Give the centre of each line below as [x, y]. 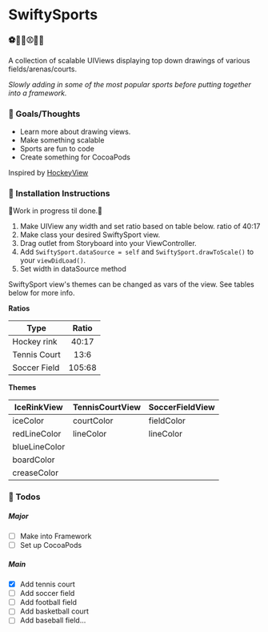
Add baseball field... [53, 620]
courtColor [93, 421]
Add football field [48, 602]
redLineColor [37, 434]
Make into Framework [56, 536]
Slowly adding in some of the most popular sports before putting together [130, 85]
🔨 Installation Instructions [59, 193]
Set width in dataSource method [73, 269]
